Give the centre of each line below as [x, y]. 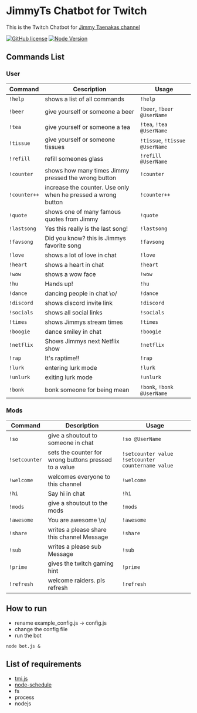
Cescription [90, 89]
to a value [61, 467]
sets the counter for [75, 452]
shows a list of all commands [85, 99]
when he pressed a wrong [81, 194]
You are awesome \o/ [77, 520]
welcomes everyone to [79, 476]
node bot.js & [23, 646]
